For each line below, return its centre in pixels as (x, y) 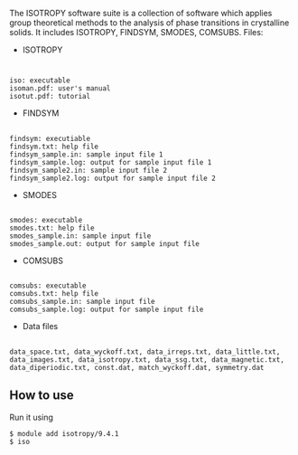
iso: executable (40, 81)
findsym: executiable (50, 138)
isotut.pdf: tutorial (50, 97)
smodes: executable (46, 220)
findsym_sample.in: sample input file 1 (87, 154)
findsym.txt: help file (54, 147)
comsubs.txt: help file (54, 294)
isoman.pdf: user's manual (60, 89)
